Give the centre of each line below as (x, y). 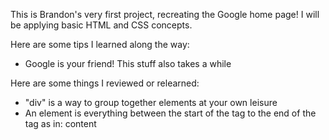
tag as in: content (60, 123)
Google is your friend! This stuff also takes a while (128, 63)
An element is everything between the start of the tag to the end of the (170, 113)
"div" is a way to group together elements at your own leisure (151, 102)
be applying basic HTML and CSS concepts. (101, 25)
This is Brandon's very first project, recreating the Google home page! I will (165, 14)
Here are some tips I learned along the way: (100, 44)
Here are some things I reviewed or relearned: (105, 83)
